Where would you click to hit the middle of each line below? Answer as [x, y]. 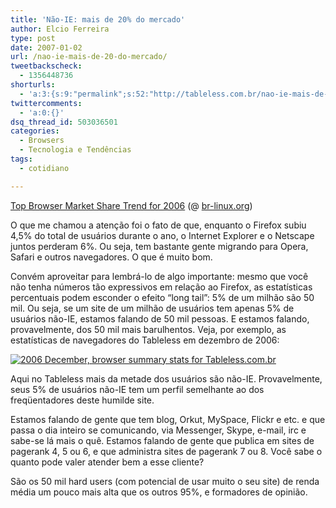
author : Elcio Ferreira [60, 29]
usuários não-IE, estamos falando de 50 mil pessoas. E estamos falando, [160, 318]
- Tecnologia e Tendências [75, 150]
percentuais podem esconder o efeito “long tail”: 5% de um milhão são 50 [162, 297]
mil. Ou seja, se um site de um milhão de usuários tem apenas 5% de [152, 308]
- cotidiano [44, 168]
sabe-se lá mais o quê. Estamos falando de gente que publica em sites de [162, 440]
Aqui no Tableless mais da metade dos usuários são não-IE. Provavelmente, [166, 378]
